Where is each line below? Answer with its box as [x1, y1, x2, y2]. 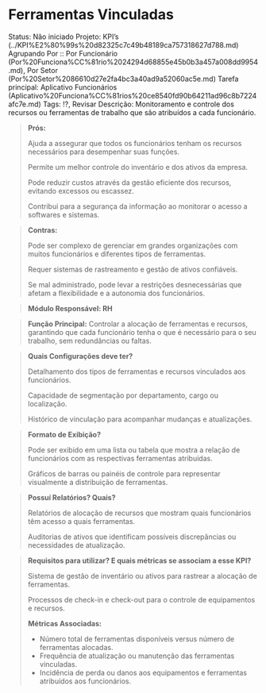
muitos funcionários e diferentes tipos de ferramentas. [27, 248, 206, 259]
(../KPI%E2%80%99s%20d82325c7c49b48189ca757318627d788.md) [8, 40, 239, 49]
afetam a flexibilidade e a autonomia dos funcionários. [27, 288, 205, 298]
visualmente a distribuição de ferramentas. [27, 477, 168, 487]
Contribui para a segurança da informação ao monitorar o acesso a [27, 201, 248, 211]
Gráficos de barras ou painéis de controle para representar [27, 468, 221, 478]
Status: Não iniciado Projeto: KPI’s [8, 32, 119, 41]
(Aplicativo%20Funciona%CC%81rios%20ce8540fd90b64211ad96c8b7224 [8, 90, 257, 100]
